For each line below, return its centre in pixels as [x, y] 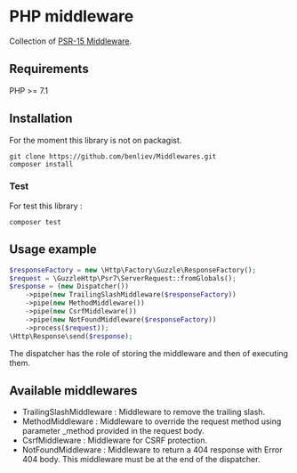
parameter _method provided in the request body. [113, 431]
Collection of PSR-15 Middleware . [71, 41]
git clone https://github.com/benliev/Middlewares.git [113, 156]
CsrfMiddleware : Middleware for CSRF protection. [115, 440]
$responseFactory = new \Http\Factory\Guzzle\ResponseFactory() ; [132, 270]
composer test [36, 222]
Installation [41, 119]
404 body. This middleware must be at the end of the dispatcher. [141, 460]
